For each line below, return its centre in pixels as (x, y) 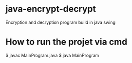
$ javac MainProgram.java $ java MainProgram (52, 55)
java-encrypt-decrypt (51, 9)
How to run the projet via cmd (66, 42)
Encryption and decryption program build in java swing (61, 22)
